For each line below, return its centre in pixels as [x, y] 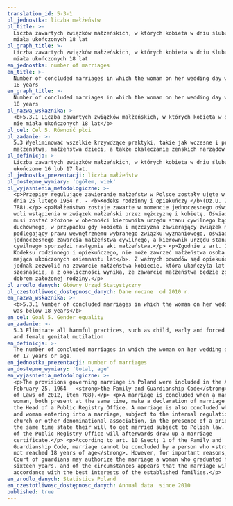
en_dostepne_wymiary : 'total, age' [59, 369]
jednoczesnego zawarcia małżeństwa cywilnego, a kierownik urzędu [111, 240]
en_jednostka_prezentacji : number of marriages [77, 363]
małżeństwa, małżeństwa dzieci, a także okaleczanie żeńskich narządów [119, 149]
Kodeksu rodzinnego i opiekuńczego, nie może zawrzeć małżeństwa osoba [119, 253]
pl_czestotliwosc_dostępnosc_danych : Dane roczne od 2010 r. [99, 292]
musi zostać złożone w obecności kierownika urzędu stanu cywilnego [114, 220]
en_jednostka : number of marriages [59, 65]
